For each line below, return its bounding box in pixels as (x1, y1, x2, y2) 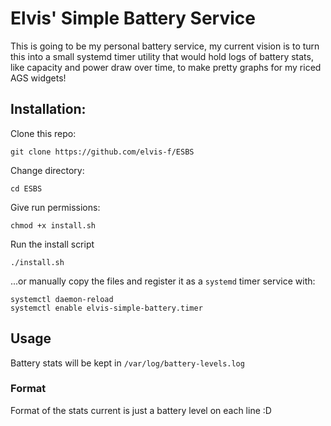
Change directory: (10, 164, 85, 176)
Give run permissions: (10, 201, 101, 213)
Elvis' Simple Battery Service (10, 7, 256, 30)
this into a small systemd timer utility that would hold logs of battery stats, (10, 50, 314, 62)
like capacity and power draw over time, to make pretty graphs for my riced (10, 61, 322, 73)
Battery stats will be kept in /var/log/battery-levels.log (10, 357, 245, 369)
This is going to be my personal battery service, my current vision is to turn (10, 40, 320, 52)
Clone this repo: (10, 127, 77, 139)
